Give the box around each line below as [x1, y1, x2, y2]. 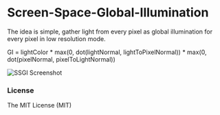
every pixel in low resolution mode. [7, 34, 106, 42]
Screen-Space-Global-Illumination [7, 5, 209, 21]
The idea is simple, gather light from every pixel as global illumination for [7, 27, 213, 36]
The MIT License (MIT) [7, 101, 72, 110]
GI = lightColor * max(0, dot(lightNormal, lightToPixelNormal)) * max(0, [7, 48, 207, 56]
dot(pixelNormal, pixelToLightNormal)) [7, 55, 115, 63]
